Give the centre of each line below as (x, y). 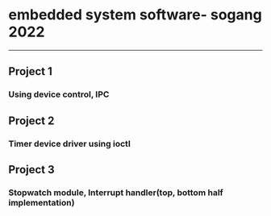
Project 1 (30, 71)
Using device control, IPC (59, 94)
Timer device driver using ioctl (69, 143)
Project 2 (31, 120)
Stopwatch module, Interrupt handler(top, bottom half (116, 193)
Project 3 (31, 170)
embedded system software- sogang (135, 15)
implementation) (42, 202)
